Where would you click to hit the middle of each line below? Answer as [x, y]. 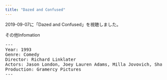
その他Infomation [23, 35]
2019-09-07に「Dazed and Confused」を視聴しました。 [63, 24]
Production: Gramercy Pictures [43, 69]
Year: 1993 [18, 49]
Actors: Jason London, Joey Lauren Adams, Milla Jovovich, [79, 64]
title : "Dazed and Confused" [35, 10]
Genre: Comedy [22, 54]
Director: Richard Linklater [41, 59]
